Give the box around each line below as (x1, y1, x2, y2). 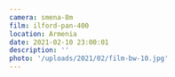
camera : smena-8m (9, 12, 74, 22)
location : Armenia (9, 29, 77, 38)
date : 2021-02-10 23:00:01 (9, 37, 109, 47)
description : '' (9, 46, 69, 55)
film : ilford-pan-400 (9, 21, 90, 30)
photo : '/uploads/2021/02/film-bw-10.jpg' (9, 54, 169, 63)
